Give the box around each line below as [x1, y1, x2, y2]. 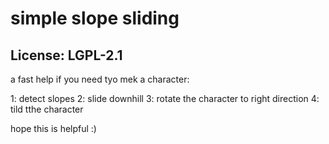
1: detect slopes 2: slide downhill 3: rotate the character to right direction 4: [10, 93, 320, 104]
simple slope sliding [10, 7, 180, 30]
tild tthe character [10, 103, 84, 115]
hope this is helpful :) [10, 123, 97, 134]
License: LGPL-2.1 [10, 47, 123, 64]
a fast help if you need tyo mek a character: [10, 73, 190, 85]
